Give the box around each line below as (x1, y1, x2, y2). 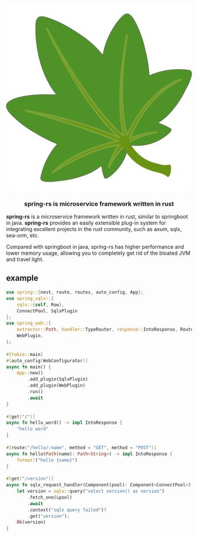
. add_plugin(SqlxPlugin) (27, 376, 88, 383)
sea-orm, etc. (6, 232, 39, 239)
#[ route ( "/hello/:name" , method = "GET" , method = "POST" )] (6, 444, 157, 450)
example (6, 273, 39, 283)
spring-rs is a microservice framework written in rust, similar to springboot (6, 213, 188, 220)
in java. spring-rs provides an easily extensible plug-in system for (6, 219, 166, 226)
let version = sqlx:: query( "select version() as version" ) (16, 488, 165, 495)
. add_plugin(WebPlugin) (27, 383, 85, 388)
